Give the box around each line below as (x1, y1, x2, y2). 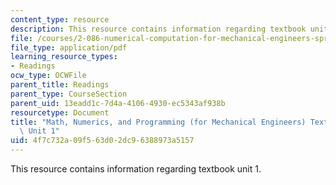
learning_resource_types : (10, 52, 118, 62)
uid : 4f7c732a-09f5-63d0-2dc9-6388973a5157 (10, 136, 195, 146)
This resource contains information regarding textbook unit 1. (10, 163, 262, 175)
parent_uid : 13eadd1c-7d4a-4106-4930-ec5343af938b (10, 98, 226, 108)
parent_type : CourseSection (10, 89, 128, 99)
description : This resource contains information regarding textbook (10, 24, 307, 34)
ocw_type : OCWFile (10, 71, 87, 81)
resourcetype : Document (10, 107, 110, 118)
